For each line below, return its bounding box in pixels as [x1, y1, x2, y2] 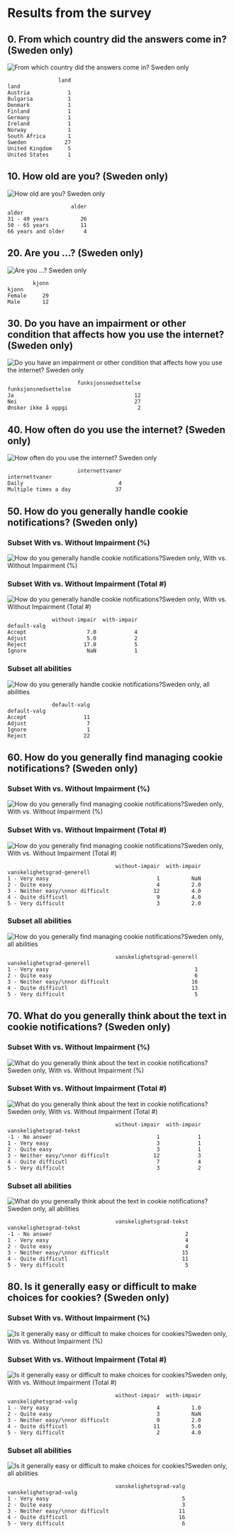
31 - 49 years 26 [7, 215, 87, 223]
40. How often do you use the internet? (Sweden [7, 423, 225, 435]
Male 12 [7, 298, 50, 306]
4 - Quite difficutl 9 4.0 [7, 894, 201, 901]
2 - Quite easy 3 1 [7, 1145, 201, 1153]
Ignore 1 [7, 726, 91, 733]
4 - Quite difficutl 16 [7, 1514, 186, 1521]
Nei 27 [7, 399, 141, 406]
